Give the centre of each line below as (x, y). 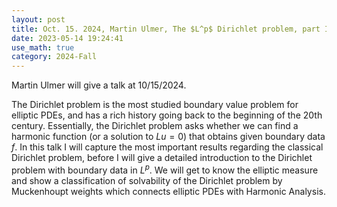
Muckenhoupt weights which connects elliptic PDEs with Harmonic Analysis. (168, 191)
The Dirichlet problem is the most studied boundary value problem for (155, 105)
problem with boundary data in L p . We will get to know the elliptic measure (165, 169)
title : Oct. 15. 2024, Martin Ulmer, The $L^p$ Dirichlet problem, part (166, 29)
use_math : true (43, 47)
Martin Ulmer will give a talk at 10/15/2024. (99, 85)
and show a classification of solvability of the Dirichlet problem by (147, 180)
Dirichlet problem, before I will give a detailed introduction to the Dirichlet (162, 158)
